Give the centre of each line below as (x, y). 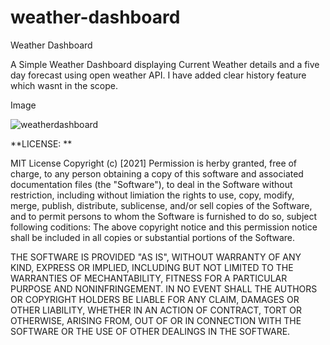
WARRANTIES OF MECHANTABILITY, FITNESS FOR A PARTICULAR (149, 278)
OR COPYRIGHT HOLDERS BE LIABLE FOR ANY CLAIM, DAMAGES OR (155, 299)
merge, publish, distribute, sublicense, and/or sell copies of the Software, (161, 205)
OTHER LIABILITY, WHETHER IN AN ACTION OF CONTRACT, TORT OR (156, 310)
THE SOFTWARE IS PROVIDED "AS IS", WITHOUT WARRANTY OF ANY (156, 257)
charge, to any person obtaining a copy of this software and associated (157, 173)
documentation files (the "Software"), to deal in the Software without (151, 184)
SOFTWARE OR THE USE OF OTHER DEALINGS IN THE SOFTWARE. (150, 331)
